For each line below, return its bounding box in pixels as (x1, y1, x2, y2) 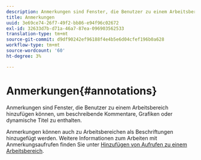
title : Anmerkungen (6, 14, 55, 20)
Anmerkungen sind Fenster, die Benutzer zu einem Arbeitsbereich (6, 104, 169, 111)
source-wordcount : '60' (6, 48, 66, 54)
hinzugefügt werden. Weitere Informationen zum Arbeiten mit (6, 134, 157, 141)
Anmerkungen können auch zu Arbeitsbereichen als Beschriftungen (6, 128, 173, 135)
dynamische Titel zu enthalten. (6, 116, 83, 124)
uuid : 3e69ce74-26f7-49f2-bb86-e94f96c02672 (6, 20, 119, 26)
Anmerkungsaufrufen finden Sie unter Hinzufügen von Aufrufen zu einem (6, 141, 187, 148)
